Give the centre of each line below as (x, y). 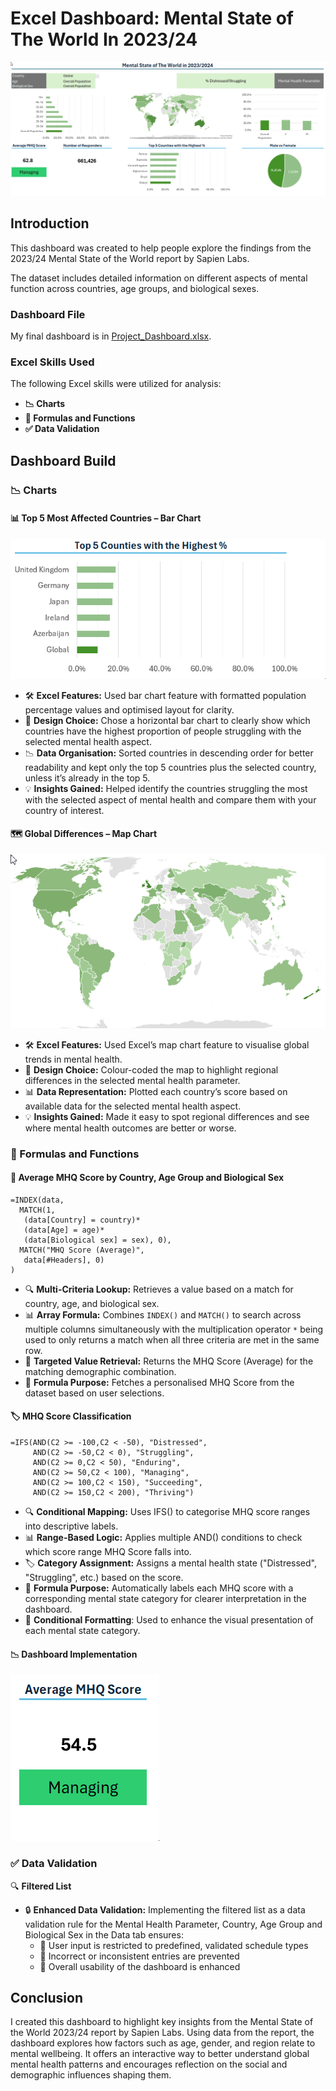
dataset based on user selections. (94, 1393)
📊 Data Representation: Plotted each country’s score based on (156, 1091)
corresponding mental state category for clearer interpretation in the (165, 1599)
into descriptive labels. (71, 1526)
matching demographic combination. (100, 1371)
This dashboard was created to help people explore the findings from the (161, 248)
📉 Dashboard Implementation (74, 1654)
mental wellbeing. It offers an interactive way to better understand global (160, 2054)
